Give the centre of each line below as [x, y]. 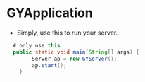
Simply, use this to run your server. [67, 33]
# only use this [37, 45]
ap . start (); [50, 65]
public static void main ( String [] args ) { [76, 52]
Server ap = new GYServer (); [75, 59]
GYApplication [50, 13]
